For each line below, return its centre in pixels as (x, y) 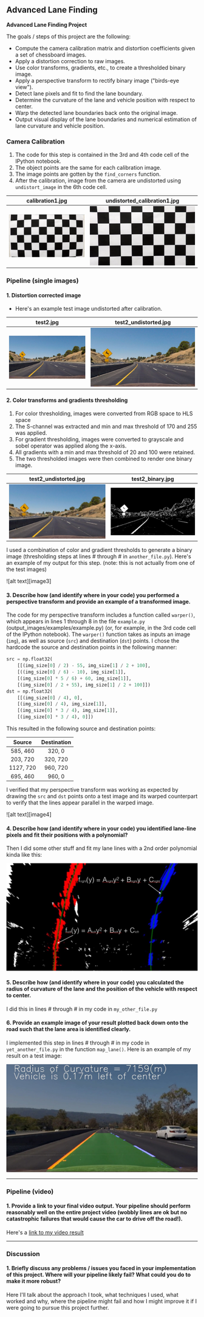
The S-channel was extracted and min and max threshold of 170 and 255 (106, 427)
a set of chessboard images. (51, 55)
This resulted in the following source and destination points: (81, 728)
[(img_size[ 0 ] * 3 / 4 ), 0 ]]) (56, 717)
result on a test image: (34, 1056)
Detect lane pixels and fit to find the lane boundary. (79, 93)
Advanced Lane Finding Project (47, 24)
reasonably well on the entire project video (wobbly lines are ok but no (97, 1212)
